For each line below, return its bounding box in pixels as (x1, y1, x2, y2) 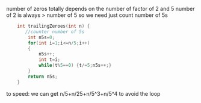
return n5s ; (28, 73, 58, 80)
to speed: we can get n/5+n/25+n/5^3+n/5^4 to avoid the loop (6, 90, 161, 97)
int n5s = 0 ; (28, 34, 55, 40)
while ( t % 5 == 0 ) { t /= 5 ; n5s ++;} (38, 63, 112, 69)
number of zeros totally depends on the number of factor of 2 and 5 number (6, 5, 195, 12)
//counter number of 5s (25, 28, 85, 35)
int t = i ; (38, 57, 61, 63)
